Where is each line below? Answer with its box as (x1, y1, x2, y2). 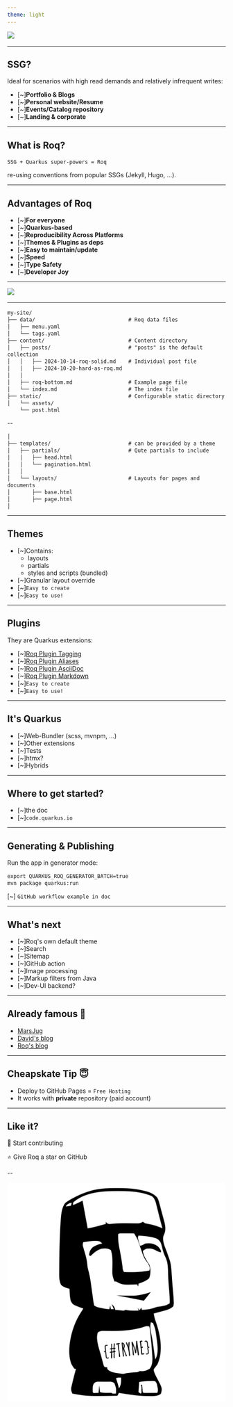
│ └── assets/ (7, 400, 54, 407)
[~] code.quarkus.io (17, 813, 73, 822)
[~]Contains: (17, 546, 53, 555)
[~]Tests (17, 746, 42, 754)
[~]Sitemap (17, 952, 50, 960)
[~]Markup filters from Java (17, 974, 97, 982)
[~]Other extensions (17, 739, 75, 747)
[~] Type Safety (17, 261, 62, 269)
